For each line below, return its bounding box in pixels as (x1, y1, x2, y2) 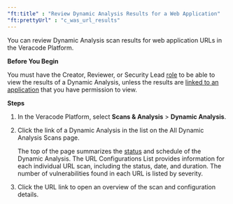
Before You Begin (7, 57, 59, 65)
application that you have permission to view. (7, 85, 138, 94)
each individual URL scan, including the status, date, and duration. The (17, 161, 222, 170)
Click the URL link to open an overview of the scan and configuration (17, 182, 216, 191)
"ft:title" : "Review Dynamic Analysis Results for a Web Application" (7, 10, 220, 17)
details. (17, 190, 39, 198)
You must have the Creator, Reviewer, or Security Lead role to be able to (7, 71, 216, 79)
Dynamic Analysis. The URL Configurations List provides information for (17, 154, 225, 163)
